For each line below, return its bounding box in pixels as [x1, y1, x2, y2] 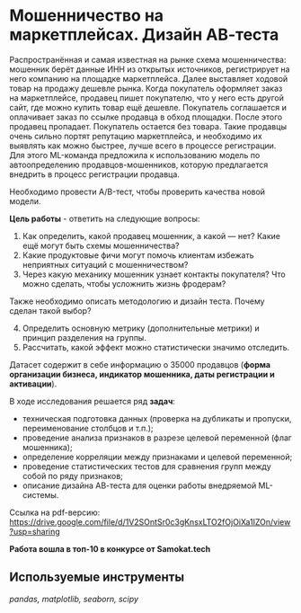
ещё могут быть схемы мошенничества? [22, 240, 180, 251]
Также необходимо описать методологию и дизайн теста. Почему [9, 296, 265, 306]
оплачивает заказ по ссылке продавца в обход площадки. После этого [9, 111, 283, 122]
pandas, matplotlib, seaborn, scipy [9, 593, 139, 604]
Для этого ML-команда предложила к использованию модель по [9, 149, 261, 160]
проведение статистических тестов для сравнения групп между [22, 460, 271, 472]
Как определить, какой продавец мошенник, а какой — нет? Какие [22, 230, 281, 241]
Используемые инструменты [9, 570, 185, 585]
